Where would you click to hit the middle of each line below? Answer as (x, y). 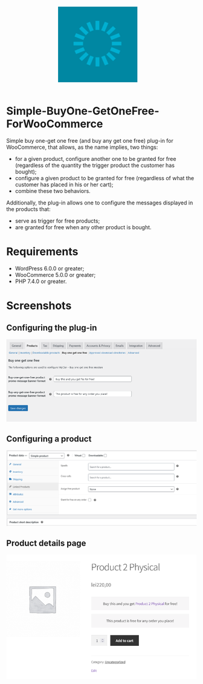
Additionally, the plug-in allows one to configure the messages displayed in (100, 203)
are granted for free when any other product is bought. (83, 227)
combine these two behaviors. (53, 191)
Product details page (46, 543)
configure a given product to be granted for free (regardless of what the (105, 178)
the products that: (28, 209)
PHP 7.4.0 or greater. (41, 281)
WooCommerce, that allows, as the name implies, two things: (82, 147)
